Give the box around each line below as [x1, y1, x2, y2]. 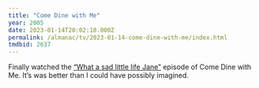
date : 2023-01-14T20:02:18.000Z [8, 26, 114, 34]
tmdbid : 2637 [8, 41, 51, 49]
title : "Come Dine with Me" [8, 11, 101, 20]
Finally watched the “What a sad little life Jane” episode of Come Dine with [8, 62, 252, 71]
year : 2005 [8, 19, 44, 27]
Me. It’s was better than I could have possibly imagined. [8, 71, 190, 80]
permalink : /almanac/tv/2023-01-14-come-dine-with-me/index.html [8, 33, 227, 42]
